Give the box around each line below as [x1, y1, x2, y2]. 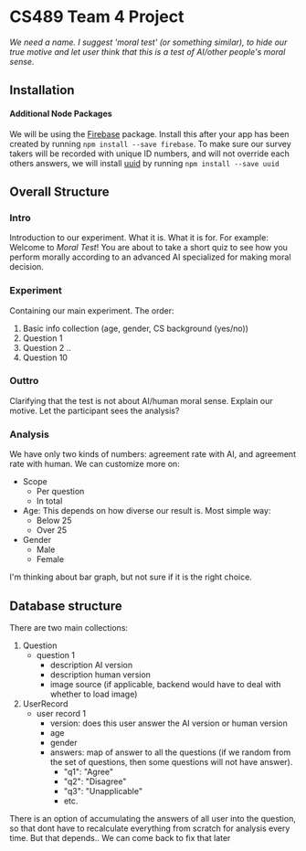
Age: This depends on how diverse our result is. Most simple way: [22, 505, 271, 516]
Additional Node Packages [9, 108, 112, 119]
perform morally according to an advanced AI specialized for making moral [9, 251, 291, 262]
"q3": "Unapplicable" [63, 785, 143, 796]
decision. [9, 261, 44, 272]
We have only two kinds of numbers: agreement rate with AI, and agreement [9, 449, 297, 460]
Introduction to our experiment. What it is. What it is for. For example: [9, 232, 269, 243]
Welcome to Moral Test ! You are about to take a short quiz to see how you [9, 242, 288, 253]
